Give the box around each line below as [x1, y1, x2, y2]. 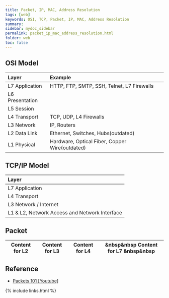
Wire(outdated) [49, 144, 87, 151]
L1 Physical [8, 141, 35, 148]
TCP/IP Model [5, 161, 49, 169]
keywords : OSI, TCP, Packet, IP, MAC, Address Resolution [5, 17, 129, 22]
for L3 [44, 248, 59, 255]
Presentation [8, 97, 38, 104]
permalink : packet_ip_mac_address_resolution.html [5, 31, 114, 36]
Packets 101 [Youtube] [12, 278, 59, 284]
